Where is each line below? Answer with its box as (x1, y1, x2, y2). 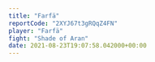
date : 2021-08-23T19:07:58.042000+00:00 (8, 42, 148, 50)
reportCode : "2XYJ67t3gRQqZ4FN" (8, 19, 118, 27)
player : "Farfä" (8, 27, 63, 35)
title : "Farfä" (8, 11, 60, 20)
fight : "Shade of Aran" (8, 34, 89, 43)
